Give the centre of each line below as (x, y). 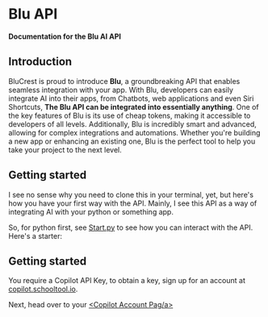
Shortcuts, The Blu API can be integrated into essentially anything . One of (134, 106)
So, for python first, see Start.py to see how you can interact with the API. (131, 227)
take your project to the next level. (65, 149)
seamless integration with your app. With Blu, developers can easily (121, 90)
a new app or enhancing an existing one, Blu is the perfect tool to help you (132, 141)
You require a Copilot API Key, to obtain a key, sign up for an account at (127, 281)
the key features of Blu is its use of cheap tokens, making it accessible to (130, 115)
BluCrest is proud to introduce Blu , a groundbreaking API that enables (124, 81)
